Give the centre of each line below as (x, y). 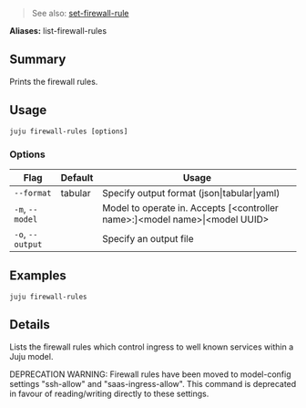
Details (30, 324)
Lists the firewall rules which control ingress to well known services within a (152, 347)
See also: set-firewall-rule (80, 13)
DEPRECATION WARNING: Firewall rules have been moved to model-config (150, 374)
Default (77, 177)
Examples (38, 276)
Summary (38, 60)
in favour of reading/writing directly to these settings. (109, 393)
